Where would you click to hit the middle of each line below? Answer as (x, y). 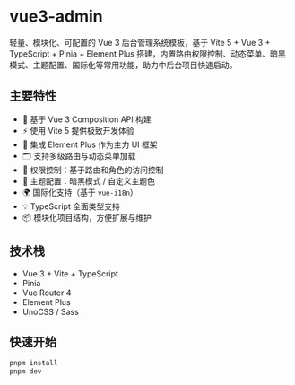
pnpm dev (26, 372)
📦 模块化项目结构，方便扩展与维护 (87, 217)
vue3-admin (56, 17)
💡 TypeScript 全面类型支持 (71, 206)
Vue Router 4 (47, 293)
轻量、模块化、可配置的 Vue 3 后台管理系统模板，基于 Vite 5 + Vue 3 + (140, 42)
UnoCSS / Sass (50, 311)
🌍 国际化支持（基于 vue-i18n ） (80, 192)
